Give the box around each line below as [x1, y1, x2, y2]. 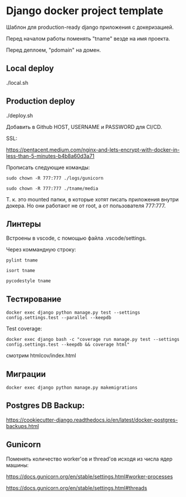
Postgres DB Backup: [6, 400, 85, 410]
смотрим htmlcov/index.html [6, 352, 76, 359]
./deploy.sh [6, 112, 33, 119]
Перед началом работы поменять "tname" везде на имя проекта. [6, 35, 170, 42]
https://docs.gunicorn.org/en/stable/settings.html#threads [6, 484, 148, 491]
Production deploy [6, 96, 75, 107]
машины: [6, 461, 29, 469]
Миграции [6, 369, 46, 379]
